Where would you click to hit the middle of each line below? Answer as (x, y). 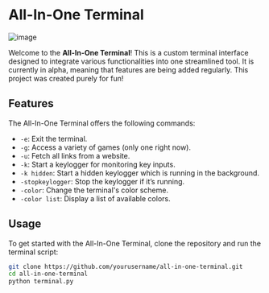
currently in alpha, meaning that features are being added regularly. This (128, 69)
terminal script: (33, 252)
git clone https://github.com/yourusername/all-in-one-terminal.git (126, 266)
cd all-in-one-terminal (48, 274)
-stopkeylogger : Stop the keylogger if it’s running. (102, 181)
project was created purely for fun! (66, 78)
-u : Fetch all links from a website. (75, 155)
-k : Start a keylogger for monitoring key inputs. (97, 164)
